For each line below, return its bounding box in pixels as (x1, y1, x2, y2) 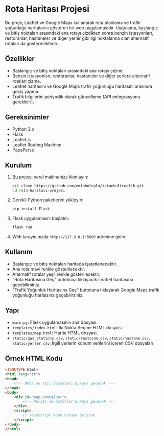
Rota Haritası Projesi (5, 3, 90, 15)
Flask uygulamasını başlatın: (12, 216, 70, 221)
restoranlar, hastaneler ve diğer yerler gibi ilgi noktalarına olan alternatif (5, 35, 149, 41)
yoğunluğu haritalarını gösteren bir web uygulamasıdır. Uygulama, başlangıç (5, 24, 158, 30)
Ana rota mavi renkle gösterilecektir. (12, 266, 85, 272)
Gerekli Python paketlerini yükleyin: (12, 197, 84, 203)
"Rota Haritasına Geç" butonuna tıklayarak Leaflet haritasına (12, 276, 134, 282)
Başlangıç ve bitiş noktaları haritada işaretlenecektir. (12, 261, 117, 266)
